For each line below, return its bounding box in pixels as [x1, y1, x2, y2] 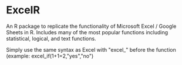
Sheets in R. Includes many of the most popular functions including [6, 28, 168, 35]
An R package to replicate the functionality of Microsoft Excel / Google [6, 23, 177, 30]
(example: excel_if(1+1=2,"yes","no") [6, 52, 94, 59]
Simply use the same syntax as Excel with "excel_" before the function [6, 46, 176, 53]
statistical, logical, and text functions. [6, 35, 96, 42]
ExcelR [6, 3, 40, 17]
